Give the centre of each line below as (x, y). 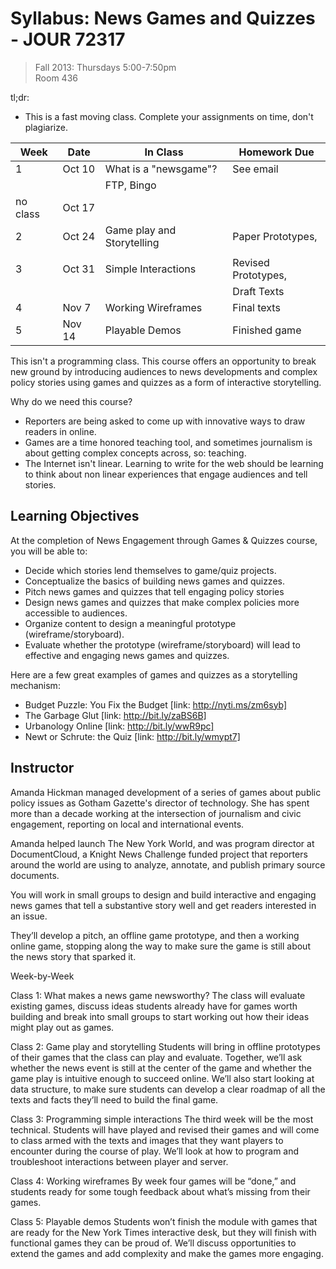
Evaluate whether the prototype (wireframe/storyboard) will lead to (162, 644)
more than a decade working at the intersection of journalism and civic (156, 813)
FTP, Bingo (130, 185)
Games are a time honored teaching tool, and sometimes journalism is (168, 442)
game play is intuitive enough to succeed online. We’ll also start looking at (162, 1078)
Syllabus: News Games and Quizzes (163, 18)
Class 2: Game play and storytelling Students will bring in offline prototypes (165, 1046)
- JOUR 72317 (68, 39)
